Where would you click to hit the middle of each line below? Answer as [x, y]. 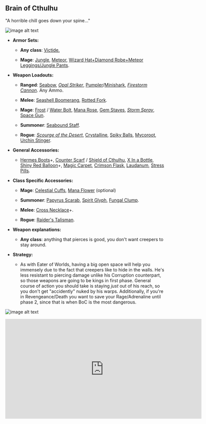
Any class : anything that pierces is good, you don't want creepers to [92, 239]
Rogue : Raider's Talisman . [47, 219]
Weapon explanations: [37, 229]
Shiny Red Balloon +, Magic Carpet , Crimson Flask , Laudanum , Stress [92, 165]
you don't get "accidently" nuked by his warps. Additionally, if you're [92, 291]
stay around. [33, 245]
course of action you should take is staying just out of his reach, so [90, 286]
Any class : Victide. [40, 50]
